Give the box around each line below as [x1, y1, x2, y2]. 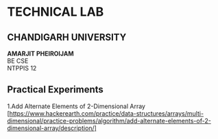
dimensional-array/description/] [7, 124, 97, 132]
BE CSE [7, 57, 29, 65]
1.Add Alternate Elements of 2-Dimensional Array [7, 102, 146, 110]
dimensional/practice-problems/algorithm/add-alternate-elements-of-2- [7, 116, 211, 125]
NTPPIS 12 [7, 64, 37, 72]
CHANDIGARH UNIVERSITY [7, 31, 127, 43]
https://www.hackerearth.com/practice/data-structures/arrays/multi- [9, 109, 204, 117]
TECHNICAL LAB [7, 4, 104, 20]
